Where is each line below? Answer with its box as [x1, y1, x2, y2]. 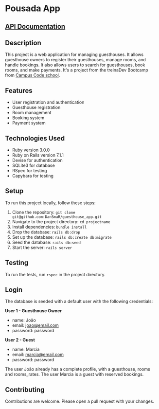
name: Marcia [12, 346, 40, 353]
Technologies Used [5, 134, 65, 142]
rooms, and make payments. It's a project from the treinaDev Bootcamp [5, 67, 148, 73]
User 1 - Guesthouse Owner [5, 308, 62, 314]
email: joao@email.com [12, 322, 59, 328]
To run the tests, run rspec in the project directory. [5, 271, 106, 277]
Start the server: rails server [12, 244, 72, 250]
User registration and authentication [12, 99, 85, 105]
